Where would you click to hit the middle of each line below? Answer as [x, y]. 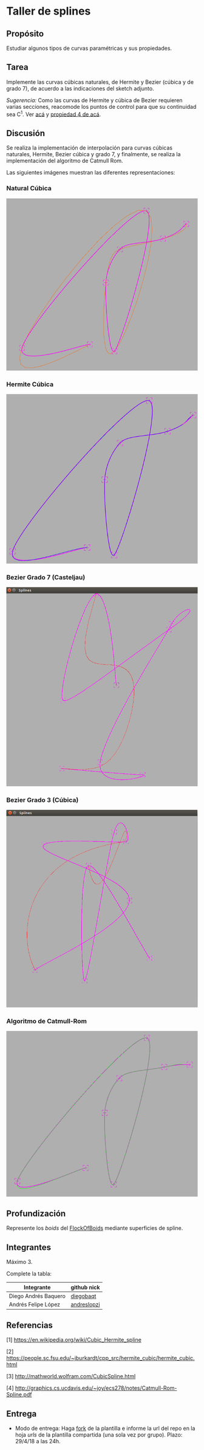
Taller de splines [49, 11]
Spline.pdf [19, 1395]
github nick [85, 1287]
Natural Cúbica [29, 188]
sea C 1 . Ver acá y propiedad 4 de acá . [54, 114]
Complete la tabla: [29, 1274]
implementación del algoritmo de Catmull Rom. [65, 161]
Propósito [25, 34]
